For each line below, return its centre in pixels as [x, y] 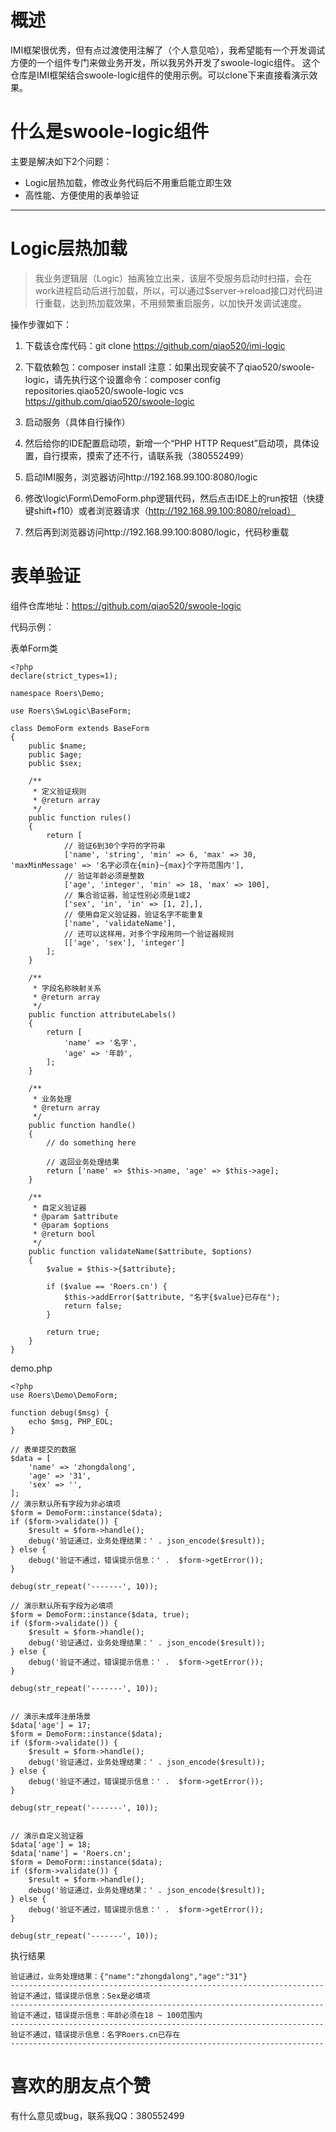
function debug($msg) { [60, 1412]
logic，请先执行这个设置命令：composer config [122, 379]
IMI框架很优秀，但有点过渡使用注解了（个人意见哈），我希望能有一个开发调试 [168, 50]
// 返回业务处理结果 [83, 1162]
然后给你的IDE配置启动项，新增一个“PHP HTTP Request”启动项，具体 [167, 443]
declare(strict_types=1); [64, 676]
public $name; [57, 746]
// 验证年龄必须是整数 [104, 876]
